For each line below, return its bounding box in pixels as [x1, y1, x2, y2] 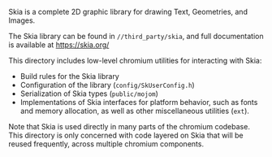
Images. [8, 15, 36, 25]
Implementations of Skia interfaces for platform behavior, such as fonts [19, 98, 258, 107]
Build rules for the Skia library [19, 72, 119, 81]
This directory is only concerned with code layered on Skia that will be [8, 130, 244, 140]
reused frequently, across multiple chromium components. [8, 139, 205, 149]
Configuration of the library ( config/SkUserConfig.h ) [19, 81, 195, 89]
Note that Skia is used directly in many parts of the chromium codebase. [8, 122, 250, 131]
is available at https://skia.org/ [8, 40, 110, 50]
